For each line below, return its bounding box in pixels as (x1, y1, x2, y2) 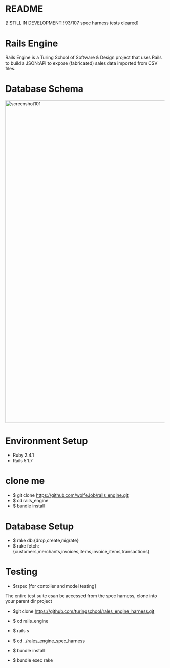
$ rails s (12, 627, 29, 633)
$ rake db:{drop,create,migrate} (12, 537, 79, 543)
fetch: (27, 542, 39, 549)
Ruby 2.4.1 (12, 452, 34, 458)
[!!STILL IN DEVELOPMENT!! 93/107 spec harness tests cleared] (5, 20, 139, 26)
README (5, 3, 44, 15)
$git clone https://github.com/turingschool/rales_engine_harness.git (12, 608, 155, 614)
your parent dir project (5, 598, 52, 604)
